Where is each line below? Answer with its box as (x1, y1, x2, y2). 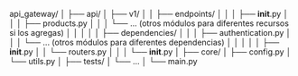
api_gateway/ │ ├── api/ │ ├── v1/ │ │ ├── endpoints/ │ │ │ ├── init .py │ (9, 9, 289, 19)
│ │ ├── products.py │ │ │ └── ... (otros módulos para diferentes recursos (9, 18, 289, 29)
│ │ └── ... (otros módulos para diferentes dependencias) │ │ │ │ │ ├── (9, 37, 280, 47)
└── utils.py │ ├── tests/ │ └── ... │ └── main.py (9, 56, 198, 66)
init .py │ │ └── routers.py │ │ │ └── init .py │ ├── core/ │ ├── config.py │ (9, 46, 292, 57)
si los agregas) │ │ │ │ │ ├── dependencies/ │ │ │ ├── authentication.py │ (9, 28, 292, 38)
